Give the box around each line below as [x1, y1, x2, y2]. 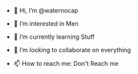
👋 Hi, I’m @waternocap [13, 7, 79, 14]
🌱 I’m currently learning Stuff [13, 33, 95, 41]
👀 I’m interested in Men [13, 20, 79, 27]
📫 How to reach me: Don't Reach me [13, 60, 119, 67]
